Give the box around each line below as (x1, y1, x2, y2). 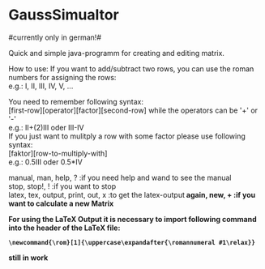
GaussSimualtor (8, 6, 119, 24)
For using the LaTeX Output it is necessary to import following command (8, 214, 257, 224)
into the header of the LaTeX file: (8, 223, 121, 233)
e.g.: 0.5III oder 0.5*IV (8, 156, 83, 167)
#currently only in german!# (8, 32, 102, 42)
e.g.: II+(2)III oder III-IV (8, 122, 85, 132)
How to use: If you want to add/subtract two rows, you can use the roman (8, 63, 254, 74)
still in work (8, 253, 49, 263)
